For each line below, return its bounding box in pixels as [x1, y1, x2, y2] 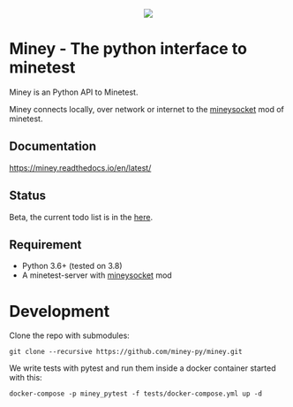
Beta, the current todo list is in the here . [9, 211, 153, 222]
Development [9, 301, 110, 321]
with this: [9, 372, 42, 383]
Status [9, 188, 47, 203]
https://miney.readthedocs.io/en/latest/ [9, 162, 152, 173]
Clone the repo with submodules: [9, 330, 130, 341]
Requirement [9, 237, 82, 252]
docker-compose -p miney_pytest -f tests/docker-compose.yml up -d [9, 389, 263, 398]
